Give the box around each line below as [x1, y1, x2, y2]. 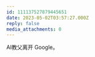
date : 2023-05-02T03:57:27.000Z [6, 15, 89, 21]
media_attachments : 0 [6, 26, 62, 32]
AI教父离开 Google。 [6, 44, 58, 51]
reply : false [6, 20, 40, 26]
